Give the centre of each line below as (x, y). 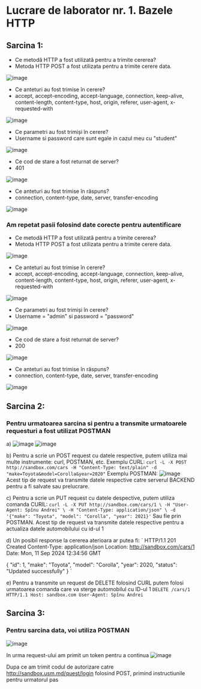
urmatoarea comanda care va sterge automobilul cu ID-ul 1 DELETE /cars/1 (98, 589)
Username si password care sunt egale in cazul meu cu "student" (96, 138)
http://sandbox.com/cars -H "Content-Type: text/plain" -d (82, 467)
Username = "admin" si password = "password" (74, 317)
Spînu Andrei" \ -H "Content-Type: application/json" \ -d (100, 510)
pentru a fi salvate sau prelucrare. (48, 486)
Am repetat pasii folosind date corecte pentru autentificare (94, 225)
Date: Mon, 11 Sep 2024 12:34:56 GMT (54, 553)
